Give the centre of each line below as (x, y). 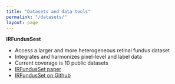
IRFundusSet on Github (42, 75)
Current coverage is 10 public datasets (62, 63)
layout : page (22, 22)
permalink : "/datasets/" (37, 17)
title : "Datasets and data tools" (49, 11)
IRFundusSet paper (38, 69)
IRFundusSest (24, 39)
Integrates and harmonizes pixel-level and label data (78, 57)
